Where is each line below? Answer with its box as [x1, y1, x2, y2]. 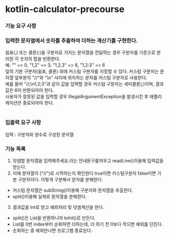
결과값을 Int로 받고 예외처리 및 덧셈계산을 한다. [12, 204, 104, 210]
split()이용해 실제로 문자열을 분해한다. [12, 194, 87, 199]
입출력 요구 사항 [5, 119, 41, 126]
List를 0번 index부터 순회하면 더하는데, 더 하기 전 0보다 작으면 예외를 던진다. [12, 221, 163, 227]
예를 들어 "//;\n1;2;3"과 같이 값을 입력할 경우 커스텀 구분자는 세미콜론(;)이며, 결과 [5, 81, 164, 87]
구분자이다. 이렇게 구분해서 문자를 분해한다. [18, 177, 103, 182]
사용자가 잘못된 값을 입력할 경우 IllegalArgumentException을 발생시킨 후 [5, 94, 149, 100]
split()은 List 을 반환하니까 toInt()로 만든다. [12, 215, 96, 221]
